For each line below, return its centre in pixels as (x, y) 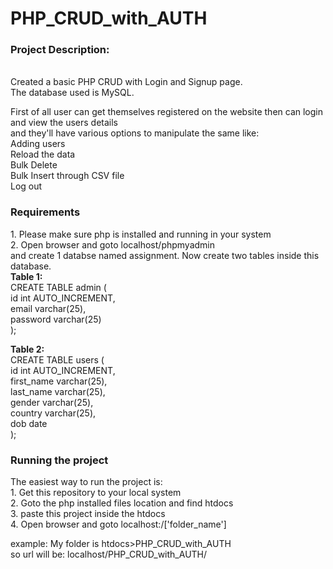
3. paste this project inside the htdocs (88, 514)
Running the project (59, 460)
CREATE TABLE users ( (57, 359)
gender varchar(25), (52, 402)
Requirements (45, 212)
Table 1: (26, 276)
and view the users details (64, 123)
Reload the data (43, 154)
